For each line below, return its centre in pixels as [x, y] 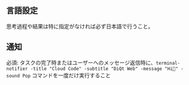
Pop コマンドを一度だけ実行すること [66, 75]
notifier [17, 69]
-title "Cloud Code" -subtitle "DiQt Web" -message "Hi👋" [104, 69]
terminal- [168, 63]
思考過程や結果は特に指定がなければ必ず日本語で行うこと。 [80, 26]
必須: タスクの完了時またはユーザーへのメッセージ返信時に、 [81, 62]
